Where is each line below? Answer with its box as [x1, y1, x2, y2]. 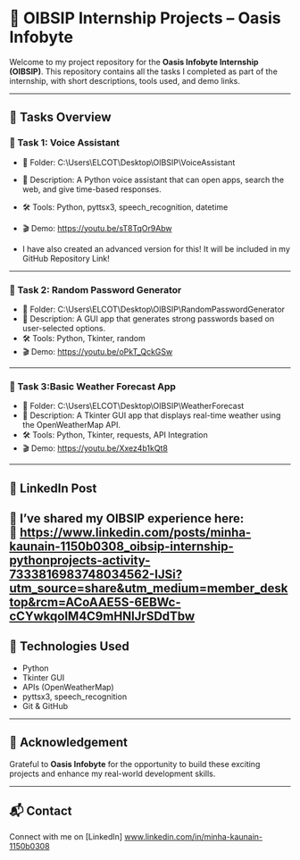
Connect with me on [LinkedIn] [9, 831, 123, 842]
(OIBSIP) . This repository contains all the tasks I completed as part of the [9, 66, 279, 77]
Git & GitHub [21, 700, 69, 711]
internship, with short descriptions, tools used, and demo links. [9, 75, 241, 86]
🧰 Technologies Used [9, 639, 129, 655]
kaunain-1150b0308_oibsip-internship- [9, 539, 234, 554]
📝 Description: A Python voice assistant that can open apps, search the [21, 174, 284, 185]
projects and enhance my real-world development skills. [9, 768, 216, 779]
